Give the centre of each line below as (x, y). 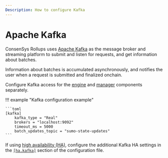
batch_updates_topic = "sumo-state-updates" (62, 131)
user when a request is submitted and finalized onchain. (64, 75)
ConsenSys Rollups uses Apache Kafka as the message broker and (76, 49)
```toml (13, 109)
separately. (17, 90)
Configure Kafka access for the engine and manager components (74, 84)
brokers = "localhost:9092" (44, 122)
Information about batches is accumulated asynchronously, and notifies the (84, 69)
